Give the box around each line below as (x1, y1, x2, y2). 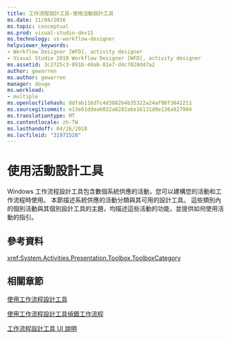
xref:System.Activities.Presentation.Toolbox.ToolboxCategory (7, 254, 181, 262)
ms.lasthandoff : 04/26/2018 (7, 125, 88, 132)
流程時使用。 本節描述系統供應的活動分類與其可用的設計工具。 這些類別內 (12, 196, 221, 204)
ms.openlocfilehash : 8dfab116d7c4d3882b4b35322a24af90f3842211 (7, 100, 192, 107)
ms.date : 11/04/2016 (7, 17, 67, 23)
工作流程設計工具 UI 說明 (7, 324, 78, 332)
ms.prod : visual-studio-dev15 (7, 29, 94, 36)
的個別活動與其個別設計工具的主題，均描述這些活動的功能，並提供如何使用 (7, 204, 218, 213)
